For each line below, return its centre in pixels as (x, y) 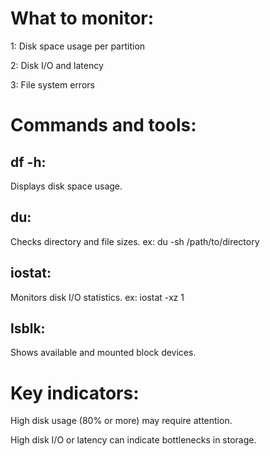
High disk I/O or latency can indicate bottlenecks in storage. (133, 440)
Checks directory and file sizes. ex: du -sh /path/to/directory (135, 241)
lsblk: (28, 328)
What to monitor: (82, 18)
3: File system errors (52, 84)
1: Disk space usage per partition (78, 46)
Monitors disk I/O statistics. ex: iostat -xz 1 (97, 297)
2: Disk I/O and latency (57, 65)
